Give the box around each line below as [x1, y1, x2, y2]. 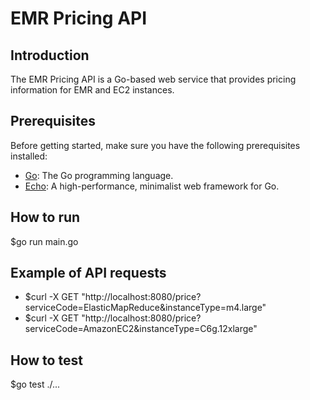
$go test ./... [10, 378, 61, 391]
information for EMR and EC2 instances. [10, 84, 175, 96]
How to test [10, 352, 83, 369]
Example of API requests [10, 265, 167, 282]
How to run [10, 209, 81, 226]
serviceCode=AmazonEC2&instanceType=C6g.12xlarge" [24, 323, 258, 335]
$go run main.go [10, 235, 79, 247]
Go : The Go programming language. [24, 169, 174, 181]
